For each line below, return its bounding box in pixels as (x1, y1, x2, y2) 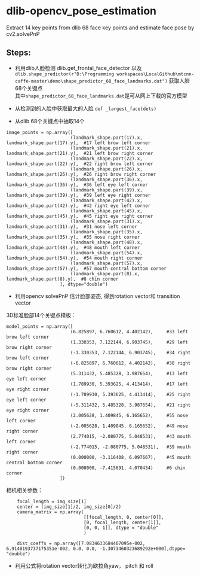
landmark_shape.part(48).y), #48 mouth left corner (6, 244, 140, 251)
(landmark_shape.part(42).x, (70, 197, 143, 203)
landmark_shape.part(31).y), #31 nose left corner (6, 223, 137, 230)
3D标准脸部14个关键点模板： (6, 311, 76, 318)
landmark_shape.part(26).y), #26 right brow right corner (6, 171, 156, 177)
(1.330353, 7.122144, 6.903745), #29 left (70, 339, 188, 345)
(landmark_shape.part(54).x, (70, 250, 143, 255)
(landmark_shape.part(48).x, (70, 239, 143, 245)
